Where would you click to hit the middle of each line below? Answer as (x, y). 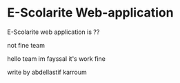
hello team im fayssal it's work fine (56, 58)
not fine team (26, 45)
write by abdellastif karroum (47, 72)
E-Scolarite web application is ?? (53, 32)
